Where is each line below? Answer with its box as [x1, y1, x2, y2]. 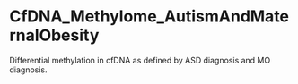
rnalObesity [9, 25, 100, 46]
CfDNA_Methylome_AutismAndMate [9, 6, 290, 27]
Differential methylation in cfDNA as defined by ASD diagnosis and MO [9, 55, 271, 65]
